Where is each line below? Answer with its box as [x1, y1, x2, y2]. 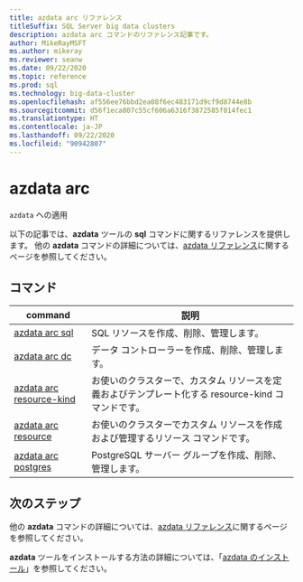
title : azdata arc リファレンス [9, 13, 123, 23]
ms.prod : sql [9, 80, 59, 89]
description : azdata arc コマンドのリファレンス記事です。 [9, 30, 214, 39]
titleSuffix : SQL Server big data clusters [9, 22, 176, 31]
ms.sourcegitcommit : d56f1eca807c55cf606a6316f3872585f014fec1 [9, 106, 252, 115]
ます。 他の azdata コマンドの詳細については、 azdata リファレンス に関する [9, 239, 289, 250]
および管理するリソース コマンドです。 [91, 431, 255, 444]
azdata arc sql [14, 326, 74, 339]
